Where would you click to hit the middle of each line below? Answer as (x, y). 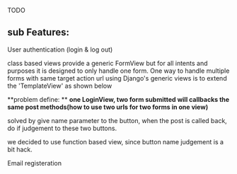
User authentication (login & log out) (60, 50)
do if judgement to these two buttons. (62, 128)
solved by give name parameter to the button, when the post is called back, (117, 120)
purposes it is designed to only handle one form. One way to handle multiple (118, 71)
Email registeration (35, 163)
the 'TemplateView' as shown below (60, 86)
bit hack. (20, 149)
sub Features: (38, 32)
